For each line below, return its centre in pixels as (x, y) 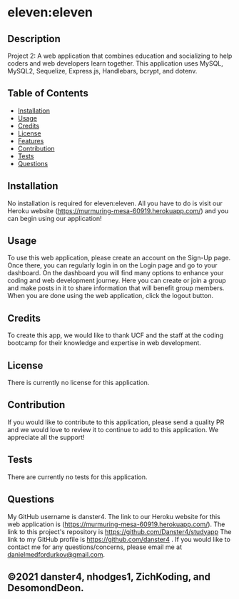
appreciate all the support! (46, 437)
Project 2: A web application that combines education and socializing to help (120, 56)
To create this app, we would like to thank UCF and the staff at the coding (115, 335)
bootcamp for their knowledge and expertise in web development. (105, 343)
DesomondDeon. (46, 588)
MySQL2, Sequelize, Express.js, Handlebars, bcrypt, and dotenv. (102, 71)
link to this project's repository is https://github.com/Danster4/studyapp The (119, 531)
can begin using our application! (55, 218)
